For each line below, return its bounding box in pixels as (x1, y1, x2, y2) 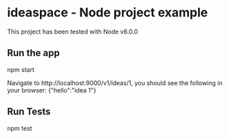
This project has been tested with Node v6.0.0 (7, 27, 138, 36)
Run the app (7, 47, 60, 59)
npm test (7, 124, 32, 132)
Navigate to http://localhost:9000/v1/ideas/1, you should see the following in (7, 79, 223, 87)
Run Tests (7, 106, 51, 118)
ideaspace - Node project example (7, 5, 208, 21)
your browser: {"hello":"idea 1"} (7, 86, 96, 94)
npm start (7, 65, 35, 73)
